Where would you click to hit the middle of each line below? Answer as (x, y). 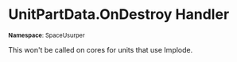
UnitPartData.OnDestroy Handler (119, 15)
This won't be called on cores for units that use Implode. (101, 49)
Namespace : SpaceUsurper (47, 35)
